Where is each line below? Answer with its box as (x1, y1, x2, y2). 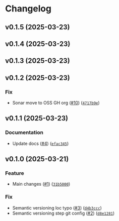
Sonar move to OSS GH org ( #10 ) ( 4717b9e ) (12, 100, 100, 106)
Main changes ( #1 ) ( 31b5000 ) (12, 181, 70, 187)
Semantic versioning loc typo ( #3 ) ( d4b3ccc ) (12, 205, 102, 211)
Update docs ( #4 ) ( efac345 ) (12, 140, 69, 146)
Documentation (5, 129, 44, 136)
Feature (5, 170, 24, 177)
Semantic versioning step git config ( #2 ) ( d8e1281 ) (12, 210, 115, 216)
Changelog (5, 3, 52, 14)
